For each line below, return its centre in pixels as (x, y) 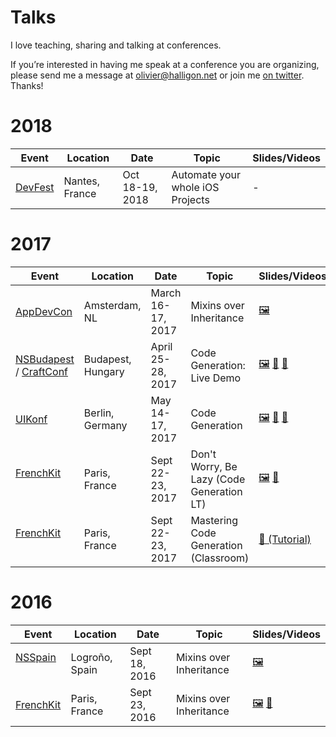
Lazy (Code (218, 479)
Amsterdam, (112, 305)
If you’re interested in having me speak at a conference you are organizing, (165, 64)
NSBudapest (45, 359)
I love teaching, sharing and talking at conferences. (116, 45)
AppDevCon (44, 311)
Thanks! (27, 85)
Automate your (206, 174)
